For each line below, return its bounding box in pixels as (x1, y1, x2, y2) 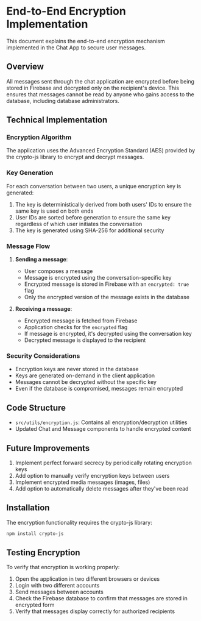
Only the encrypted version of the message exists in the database (24, 294, 190, 301)
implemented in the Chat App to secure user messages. (6, 44, 146, 51)
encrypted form (15, 601, 55, 609)
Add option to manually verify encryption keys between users (15, 472, 170, 479)
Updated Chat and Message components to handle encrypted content (15, 425, 191, 433)
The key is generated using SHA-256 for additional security (15, 227, 164, 234)
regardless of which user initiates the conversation (15, 220, 143, 227)
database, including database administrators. (6, 97, 120, 104)
